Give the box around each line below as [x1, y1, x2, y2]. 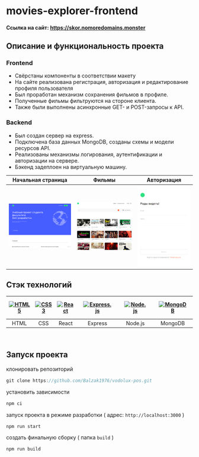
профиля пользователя [14, 85, 73, 92]
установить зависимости [6, 388, 70, 396]
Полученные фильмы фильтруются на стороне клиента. [14, 98, 157, 105]
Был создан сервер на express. [14, 132, 94, 139]
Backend [6, 118, 33, 127]
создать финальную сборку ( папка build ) [6, 434, 114, 441]
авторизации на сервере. [14, 157, 79, 164]
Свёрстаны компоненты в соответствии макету [14, 72, 136, 79]
